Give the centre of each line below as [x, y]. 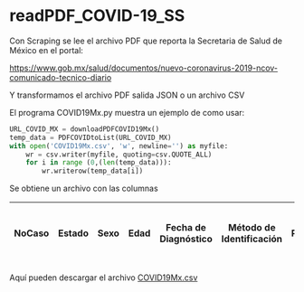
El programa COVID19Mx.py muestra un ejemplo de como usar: [127, 112]
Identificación [252, 239]
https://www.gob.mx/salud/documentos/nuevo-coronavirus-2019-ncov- [144, 68]
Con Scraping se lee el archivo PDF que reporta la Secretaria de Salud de [146, 41]
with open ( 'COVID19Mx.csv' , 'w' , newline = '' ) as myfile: [119, 146]
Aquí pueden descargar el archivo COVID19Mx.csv [104, 278]
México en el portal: [47, 50]
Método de [252, 228]
